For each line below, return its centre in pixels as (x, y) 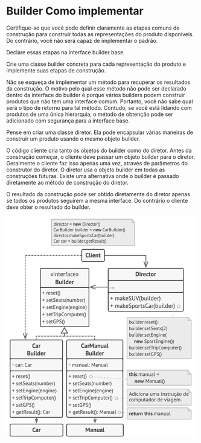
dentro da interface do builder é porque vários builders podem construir (96, 95)
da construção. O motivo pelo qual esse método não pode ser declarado (96, 88)
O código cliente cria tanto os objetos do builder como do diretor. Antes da (99, 150)
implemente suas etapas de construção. (56, 70)
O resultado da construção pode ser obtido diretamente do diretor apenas (98, 194)
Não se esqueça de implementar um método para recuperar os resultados (98, 82)
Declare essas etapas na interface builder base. (65, 52)
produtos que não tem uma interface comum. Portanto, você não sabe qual (100, 101)
